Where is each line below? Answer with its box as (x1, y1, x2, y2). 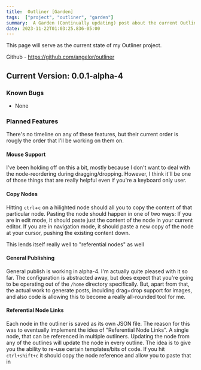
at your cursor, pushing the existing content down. (6, 229, 130, 236)
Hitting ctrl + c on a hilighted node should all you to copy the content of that (6, 204, 193, 211)
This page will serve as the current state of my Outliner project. (6, 42, 162, 49)
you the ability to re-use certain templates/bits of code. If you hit (6, 345, 165, 353)
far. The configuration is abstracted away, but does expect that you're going (6, 274, 194, 281)
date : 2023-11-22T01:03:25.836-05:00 (6, 25, 100, 32)
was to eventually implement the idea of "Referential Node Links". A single (6, 326, 189, 334)
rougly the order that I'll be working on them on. (6, 137, 124, 144)
